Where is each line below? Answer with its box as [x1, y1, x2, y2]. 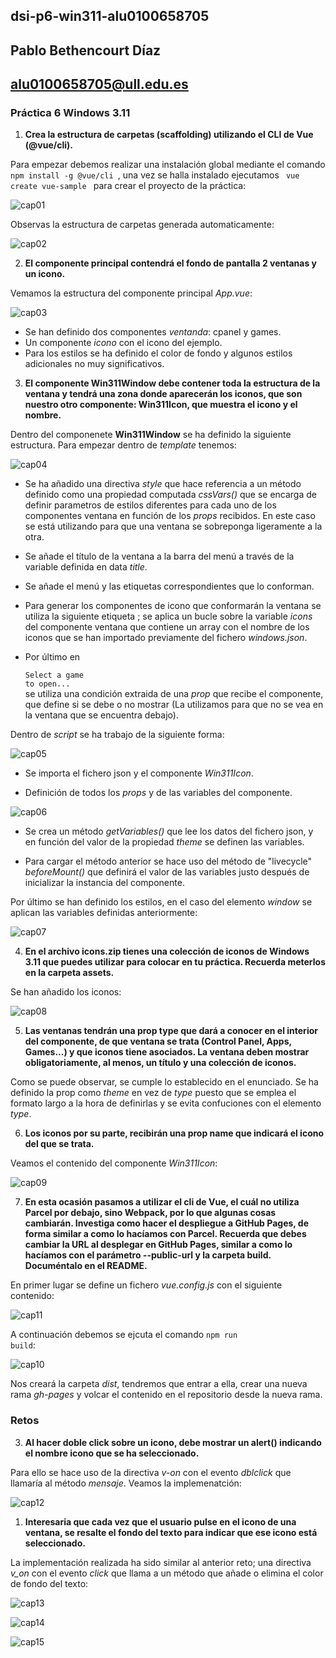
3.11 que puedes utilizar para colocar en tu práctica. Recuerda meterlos [24, 956, 326, 968]
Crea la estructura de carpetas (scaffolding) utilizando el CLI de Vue [24, 129, 314, 141]
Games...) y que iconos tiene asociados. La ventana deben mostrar [24, 1046, 310, 1058]
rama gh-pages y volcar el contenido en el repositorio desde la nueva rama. [10, 1389, 323, 1401]
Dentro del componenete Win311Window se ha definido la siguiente [10, 429, 292, 441]
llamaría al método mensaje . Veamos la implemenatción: [10, 1477, 242, 1489]
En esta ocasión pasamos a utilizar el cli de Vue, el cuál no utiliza [24, 1196, 300, 1208]
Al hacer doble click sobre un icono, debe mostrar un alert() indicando [24, 1436, 322, 1448]
